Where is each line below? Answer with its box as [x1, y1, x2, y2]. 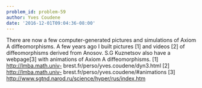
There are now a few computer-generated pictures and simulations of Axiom [6, 37, 197, 44]
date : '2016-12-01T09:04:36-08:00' [6, 20, 96, 26]
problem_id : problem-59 [6, 8, 66, 15]
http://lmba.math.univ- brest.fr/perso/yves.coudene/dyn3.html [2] [6, 62, 170, 69]
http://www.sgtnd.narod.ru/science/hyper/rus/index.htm [6, 75, 146, 82]
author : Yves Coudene [6, 14, 61, 20]
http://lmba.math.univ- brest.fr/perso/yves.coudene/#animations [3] [6, 69, 175, 76]
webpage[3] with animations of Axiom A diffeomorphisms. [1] [6, 55, 159, 63]
